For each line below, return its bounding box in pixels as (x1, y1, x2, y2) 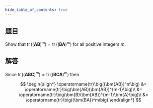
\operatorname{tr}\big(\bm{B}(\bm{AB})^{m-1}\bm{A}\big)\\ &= (18, 92, 149, 98)
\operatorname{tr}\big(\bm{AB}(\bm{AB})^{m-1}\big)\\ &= (24, 86, 143, 92)
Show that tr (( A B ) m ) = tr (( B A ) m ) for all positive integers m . (5, 40, 126, 47)
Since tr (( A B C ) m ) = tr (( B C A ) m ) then (5, 70, 79, 77)
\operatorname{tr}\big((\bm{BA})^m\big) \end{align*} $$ (25, 97, 142, 103)
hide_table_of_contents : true (5, 7, 68, 12)
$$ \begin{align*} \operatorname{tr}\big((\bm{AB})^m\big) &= (20, 81, 147, 87)
